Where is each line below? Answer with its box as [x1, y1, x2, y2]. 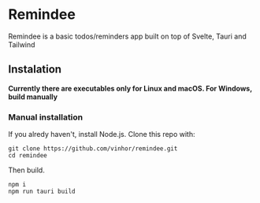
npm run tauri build [8, 187, 76, 196]
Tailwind [8, 39, 35, 49]
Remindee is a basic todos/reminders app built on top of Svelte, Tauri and [8, 31, 247, 41]
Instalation [8, 63, 61, 76]
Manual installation [8, 112, 84, 123]
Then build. [8, 165, 45, 175]
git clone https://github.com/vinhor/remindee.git [8, 145, 178, 153]
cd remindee [8, 152, 47, 160]
